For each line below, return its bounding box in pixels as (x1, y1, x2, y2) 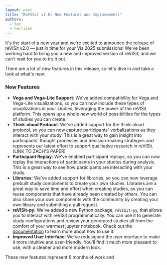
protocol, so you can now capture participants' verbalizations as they (12, 127, 156, 133)
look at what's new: (5, 71, 46, 77)
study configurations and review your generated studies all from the (12, 218, 153, 224)
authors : (5, 17, 24, 22)
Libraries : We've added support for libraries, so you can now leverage (12, 175, 158, 181)
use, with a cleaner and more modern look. (12, 244, 101, 250)
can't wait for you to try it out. (5, 56, 67, 62)
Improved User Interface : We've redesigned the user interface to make (12, 234, 160, 240)
